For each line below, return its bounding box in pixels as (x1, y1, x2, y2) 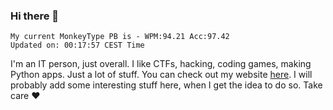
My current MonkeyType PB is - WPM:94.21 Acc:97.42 (10, 32, 230, 42)
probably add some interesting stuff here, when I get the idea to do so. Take (10, 79, 323, 91)
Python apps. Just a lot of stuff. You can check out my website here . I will (10, 69, 313, 81)
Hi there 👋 (10, 9, 60, 23)
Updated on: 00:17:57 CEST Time (10, 40, 145, 51)
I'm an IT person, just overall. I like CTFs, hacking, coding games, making (10, 58, 312, 70)
